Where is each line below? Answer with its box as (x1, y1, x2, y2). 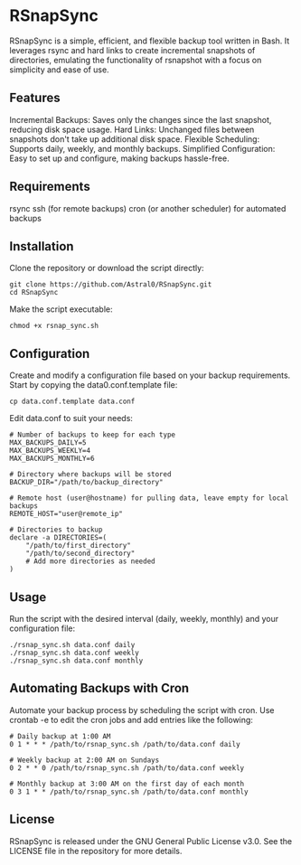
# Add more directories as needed (25, 557, 155, 566)
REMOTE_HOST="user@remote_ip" (9, 510, 124, 519)
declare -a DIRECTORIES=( (9, 533, 107, 542)
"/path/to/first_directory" (25, 541, 131, 550)
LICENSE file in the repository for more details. (9, 845, 183, 856)
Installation (9, 239, 74, 254)
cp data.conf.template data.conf (9, 397, 136, 407)
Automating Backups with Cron (9, 681, 190, 696)
